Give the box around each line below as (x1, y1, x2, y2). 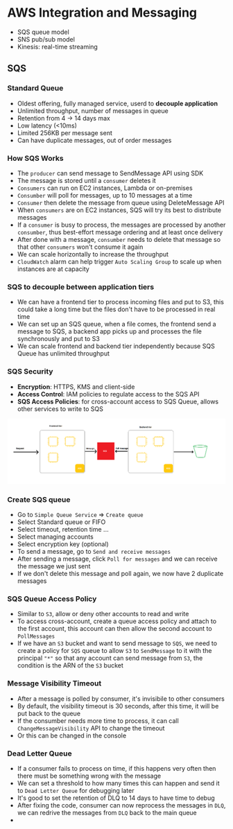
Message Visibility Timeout (7, 679, 102, 688)
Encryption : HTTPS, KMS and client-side (17, 383, 135, 391)
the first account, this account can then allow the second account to (17, 625, 213, 633)
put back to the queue (17, 709, 81, 717)
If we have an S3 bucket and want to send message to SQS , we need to (17, 639, 217, 647)
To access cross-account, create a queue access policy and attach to (17, 617, 217, 625)
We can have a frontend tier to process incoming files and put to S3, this (17, 298, 224, 306)
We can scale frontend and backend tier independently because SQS (17, 342, 215, 351)
